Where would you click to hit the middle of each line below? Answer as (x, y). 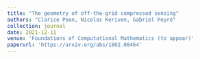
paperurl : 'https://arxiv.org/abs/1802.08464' (75, 45)
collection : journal (37, 26)
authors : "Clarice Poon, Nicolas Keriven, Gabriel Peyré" (91, 20)
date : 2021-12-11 (32, 32)
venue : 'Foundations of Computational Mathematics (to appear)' (101, 39)
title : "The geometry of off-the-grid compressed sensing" (93, 13)
